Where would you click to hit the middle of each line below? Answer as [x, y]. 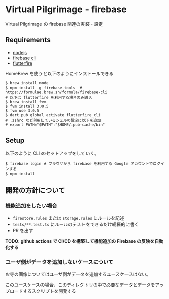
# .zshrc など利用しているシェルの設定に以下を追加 [53, 120]
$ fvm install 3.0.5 [27, 106]
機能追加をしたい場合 [31, 206]
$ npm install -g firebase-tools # [44, 88]
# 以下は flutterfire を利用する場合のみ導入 [49, 97]
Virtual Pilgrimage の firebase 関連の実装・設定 [54, 24]
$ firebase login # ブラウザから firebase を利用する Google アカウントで [79, 164]
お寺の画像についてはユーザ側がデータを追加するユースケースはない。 [78, 274]
